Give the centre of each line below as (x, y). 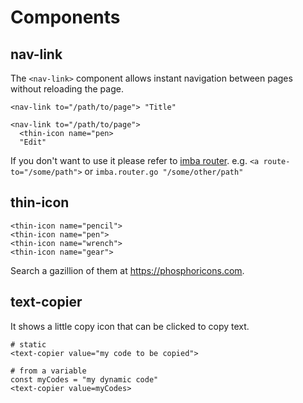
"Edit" (33, 142)
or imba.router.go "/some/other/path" (164, 171)
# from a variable (48, 371)
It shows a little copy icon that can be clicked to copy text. (130, 326)
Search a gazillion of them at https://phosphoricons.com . (127, 270)
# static (28, 344)
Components (65, 17)
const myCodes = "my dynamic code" (84, 379)
